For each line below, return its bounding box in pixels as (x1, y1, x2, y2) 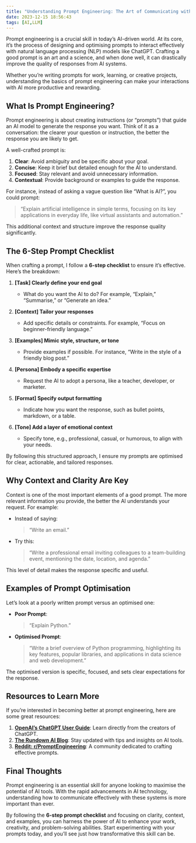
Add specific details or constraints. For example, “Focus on (23, 319, 166, 326)
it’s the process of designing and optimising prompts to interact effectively (6, 42, 185, 49)
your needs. (23, 441, 52, 448)
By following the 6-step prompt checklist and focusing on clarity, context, (6, 811, 185, 819)
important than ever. (6, 800, 55, 807)
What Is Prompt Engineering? (6, 101, 115, 111)
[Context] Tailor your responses (14, 308, 94, 315)
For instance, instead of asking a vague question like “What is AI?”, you (6, 188, 177, 195)
